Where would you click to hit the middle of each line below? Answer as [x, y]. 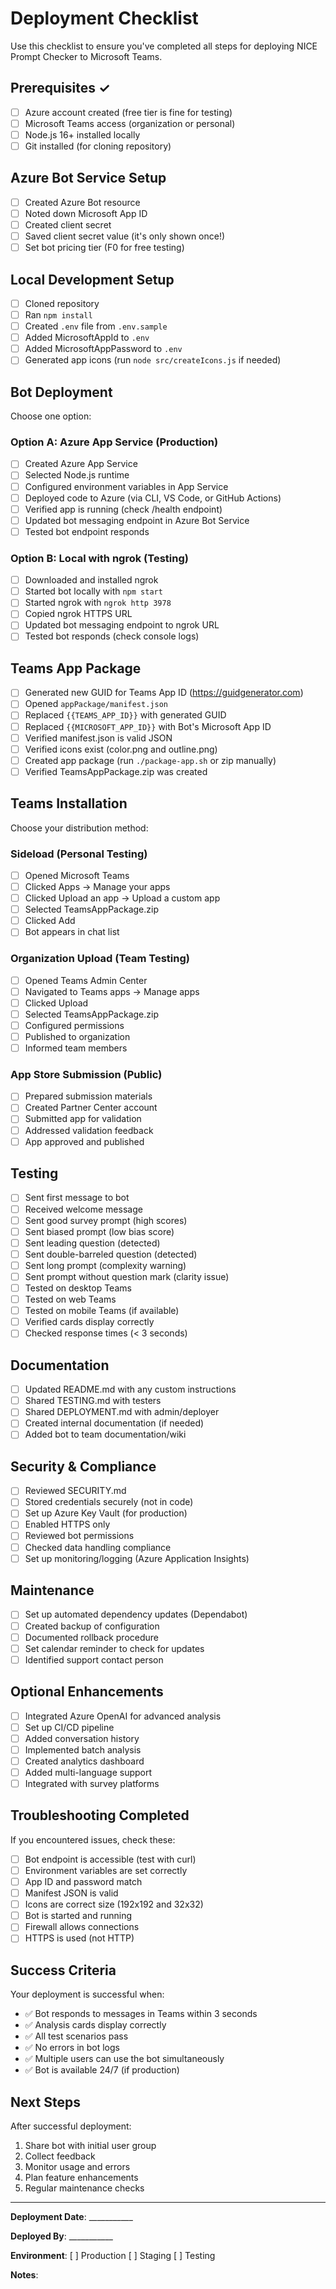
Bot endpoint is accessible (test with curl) [110, 1859]
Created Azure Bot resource [82, 202]
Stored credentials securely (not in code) [109, 1502]
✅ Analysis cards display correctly [95, 2025]
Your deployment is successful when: [87, 1994]
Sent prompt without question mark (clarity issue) [127, 1276]
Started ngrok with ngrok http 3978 [98, 603]
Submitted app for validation [83, 1119]
